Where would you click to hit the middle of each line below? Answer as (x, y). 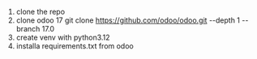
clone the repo (41, 12)
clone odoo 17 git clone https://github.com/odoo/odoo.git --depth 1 (128, 20)
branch (28, 29)
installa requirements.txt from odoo (75, 46)
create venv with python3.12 (63, 37)
